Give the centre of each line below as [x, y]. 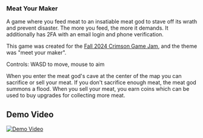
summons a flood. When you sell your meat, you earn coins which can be [98, 89]
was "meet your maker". [36, 53]
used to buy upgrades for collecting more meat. [66, 96]
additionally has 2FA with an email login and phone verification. [85, 34]
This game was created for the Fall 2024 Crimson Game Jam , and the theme [102, 46]
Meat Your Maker [32, 8]
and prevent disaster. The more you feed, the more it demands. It [87, 28]
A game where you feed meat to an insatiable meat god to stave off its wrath [102, 22]
